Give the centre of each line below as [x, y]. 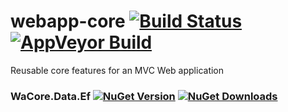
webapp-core [68, 21]
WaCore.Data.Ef [50, 96]
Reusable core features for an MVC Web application [117, 70]
